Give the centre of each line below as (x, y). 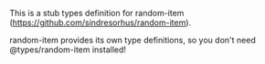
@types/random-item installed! (68, 50)
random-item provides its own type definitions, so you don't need (132, 40)
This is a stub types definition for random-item (97, 13)
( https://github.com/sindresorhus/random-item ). (101, 23)
